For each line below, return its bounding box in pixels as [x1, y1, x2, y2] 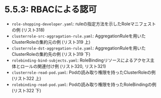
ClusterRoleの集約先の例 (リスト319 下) [11, 51, 91, 57]
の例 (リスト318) [11, 27, 45, 33]
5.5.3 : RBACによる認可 [4, 4, 97, 15]
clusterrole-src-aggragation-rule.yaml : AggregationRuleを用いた [11, 33, 146, 39]
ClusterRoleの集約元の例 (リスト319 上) [11, 39, 91, 45]
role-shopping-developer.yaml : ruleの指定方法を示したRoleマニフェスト [11, 21, 157, 27]
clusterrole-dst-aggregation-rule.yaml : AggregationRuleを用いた [11, 45, 146, 51]
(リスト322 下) [11, 87, 41, 93]
